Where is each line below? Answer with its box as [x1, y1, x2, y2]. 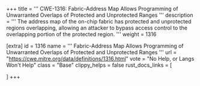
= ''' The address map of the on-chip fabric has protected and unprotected [6, 18, 192, 25]
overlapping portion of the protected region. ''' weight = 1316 [6, 31, 157, 38]
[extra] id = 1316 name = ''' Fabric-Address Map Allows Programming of [6, 42, 184, 49]
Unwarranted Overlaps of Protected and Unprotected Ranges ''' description [6, 11, 193, 19]
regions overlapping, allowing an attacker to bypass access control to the [6, 24, 188, 31]
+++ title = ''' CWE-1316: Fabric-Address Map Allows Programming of [6, 5, 178, 12]
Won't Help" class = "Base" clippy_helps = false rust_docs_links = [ [6, 61, 172, 69]
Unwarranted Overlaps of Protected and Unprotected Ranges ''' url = [6, 49, 177, 56]
